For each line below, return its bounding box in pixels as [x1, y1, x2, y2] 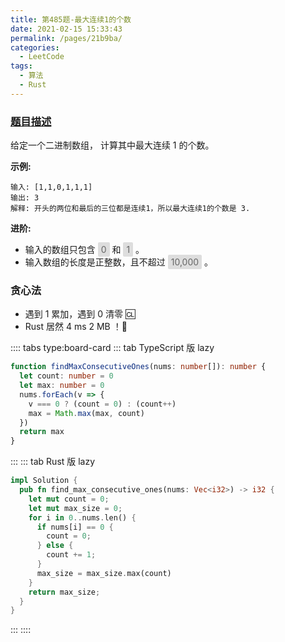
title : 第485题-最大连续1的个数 [10, 14, 132, 25]
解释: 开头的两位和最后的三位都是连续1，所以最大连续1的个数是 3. [10, 204, 251, 214]
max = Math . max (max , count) [28, 408, 145, 418]
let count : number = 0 [19, 371, 114, 381]
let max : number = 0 [19, 381, 105, 391]
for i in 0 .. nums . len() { [28, 512, 137, 523]
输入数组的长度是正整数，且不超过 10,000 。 [24, 256, 214, 268]
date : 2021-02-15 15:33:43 [10, 24, 123, 34]
